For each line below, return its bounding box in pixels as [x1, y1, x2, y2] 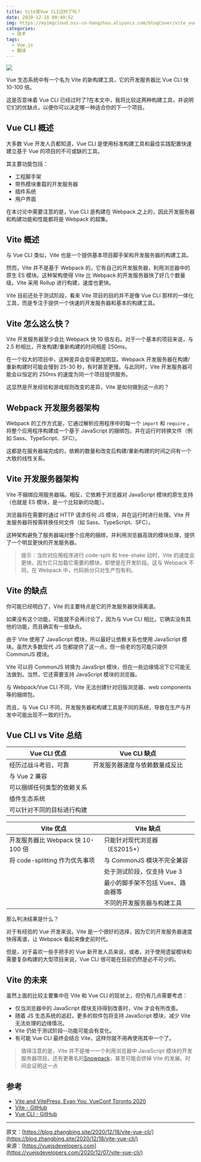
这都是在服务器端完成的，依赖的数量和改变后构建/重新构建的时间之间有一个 [6, 447, 192, 455]
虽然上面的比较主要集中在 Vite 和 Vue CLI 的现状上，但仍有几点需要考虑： [6, 992, 188, 999]
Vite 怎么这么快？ [6, 318, 71, 329]
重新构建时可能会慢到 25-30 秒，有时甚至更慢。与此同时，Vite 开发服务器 [6, 363, 188, 371]
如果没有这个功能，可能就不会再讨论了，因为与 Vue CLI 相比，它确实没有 [6, 615, 186, 623]
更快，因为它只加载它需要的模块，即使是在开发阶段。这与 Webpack [20, 559, 187, 566]
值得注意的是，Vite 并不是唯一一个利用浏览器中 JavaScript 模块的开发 [20, 1047, 193, 1054]
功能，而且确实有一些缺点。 [16, 623, 85, 630]
